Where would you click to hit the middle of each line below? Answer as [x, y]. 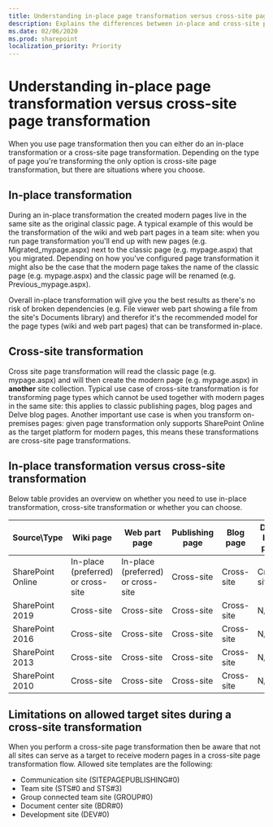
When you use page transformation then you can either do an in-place [126, 144]
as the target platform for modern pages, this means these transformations [134, 432]
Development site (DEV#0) [65, 815]
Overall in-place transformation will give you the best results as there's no [132, 300]
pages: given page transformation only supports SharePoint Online [153, 423]
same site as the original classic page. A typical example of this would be [131, 223]
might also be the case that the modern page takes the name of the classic [134, 266]
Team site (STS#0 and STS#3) [71, 789]
